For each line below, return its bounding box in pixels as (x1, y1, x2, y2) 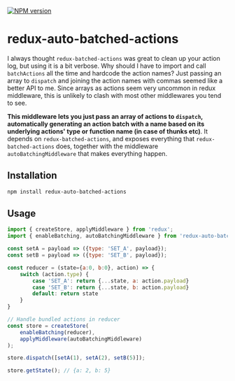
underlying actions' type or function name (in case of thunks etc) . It (7, 127, 208, 136)
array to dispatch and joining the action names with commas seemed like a (7, 76, 223, 85)
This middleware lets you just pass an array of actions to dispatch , (7, 112, 204, 120)
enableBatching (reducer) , (20, 329, 96, 336)
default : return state (32, 290, 99, 297)
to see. (7, 99, 27, 107)
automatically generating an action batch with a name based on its (7, 120, 205, 128)
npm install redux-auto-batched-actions (7, 188, 127, 195)
